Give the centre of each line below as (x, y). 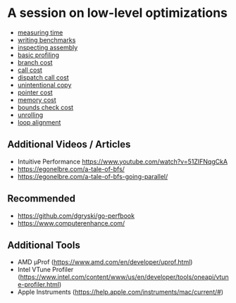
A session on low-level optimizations (117, 13)
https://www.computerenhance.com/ (71, 223)
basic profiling (38, 55)
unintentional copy (44, 85)
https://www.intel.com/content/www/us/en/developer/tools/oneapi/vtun (124, 277)
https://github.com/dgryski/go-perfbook (76, 216)
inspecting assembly (48, 47)
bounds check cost (45, 107)
